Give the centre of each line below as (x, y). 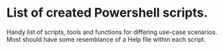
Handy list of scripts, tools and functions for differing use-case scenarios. (112, 32)
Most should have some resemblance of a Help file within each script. (106, 39)
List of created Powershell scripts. (107, 13)
